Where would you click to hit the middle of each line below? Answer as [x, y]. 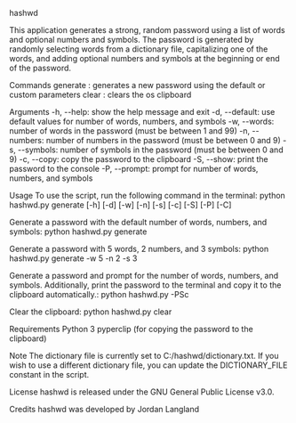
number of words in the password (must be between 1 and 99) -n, [130, 131]
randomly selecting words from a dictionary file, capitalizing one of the [139, 49]
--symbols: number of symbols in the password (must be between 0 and [150, 150]
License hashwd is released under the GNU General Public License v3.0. [142, 392]
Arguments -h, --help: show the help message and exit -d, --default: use [142, 112]
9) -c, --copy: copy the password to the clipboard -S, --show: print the [139, 159]
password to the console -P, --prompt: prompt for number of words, [134, 169]
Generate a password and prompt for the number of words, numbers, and [144, 276]
